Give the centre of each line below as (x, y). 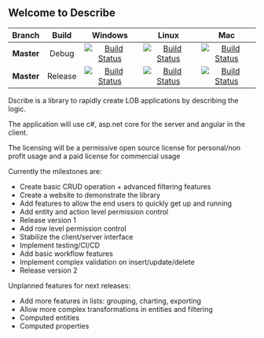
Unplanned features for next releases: (70, 285)
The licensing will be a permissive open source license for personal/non (125, 147)
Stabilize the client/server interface (76, 236)
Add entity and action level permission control (94, 211)
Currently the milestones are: (55, 171)
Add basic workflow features (66, 253)
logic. (17, 109)
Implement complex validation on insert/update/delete (107, 262)
